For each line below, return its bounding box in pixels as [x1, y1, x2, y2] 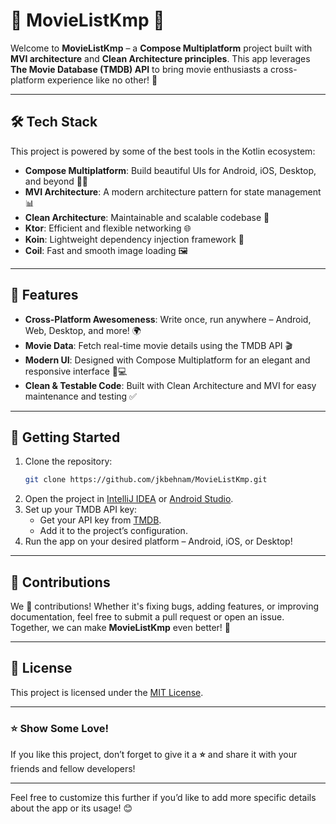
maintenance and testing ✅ [24, 390, 137, 402]
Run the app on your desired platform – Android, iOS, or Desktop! [24, 535, 293, 548]
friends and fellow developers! [10, 763, 136, 775]
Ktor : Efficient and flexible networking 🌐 [24, 222, 192, 234]
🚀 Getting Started [10, 429, 121, 446]
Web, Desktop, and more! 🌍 [24, 324, 142, 336]
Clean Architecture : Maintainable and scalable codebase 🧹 [24, 211, 270, 223]
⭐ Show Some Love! [10, 721, 109, 735]
